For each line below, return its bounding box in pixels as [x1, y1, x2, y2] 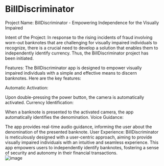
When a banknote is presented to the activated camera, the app [5, 109, 134, 115]
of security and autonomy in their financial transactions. [5, 150, 118, 156]
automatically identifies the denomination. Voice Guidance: [5, 114, 124, 120]
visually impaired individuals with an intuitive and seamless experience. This [5, 139, 159, 145]
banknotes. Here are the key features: [5, 75, 82, 81]
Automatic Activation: [5, 84, 48, 90]
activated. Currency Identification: [5, 99, 74, 105]
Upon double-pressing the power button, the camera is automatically [5, 94, 144, 100]
